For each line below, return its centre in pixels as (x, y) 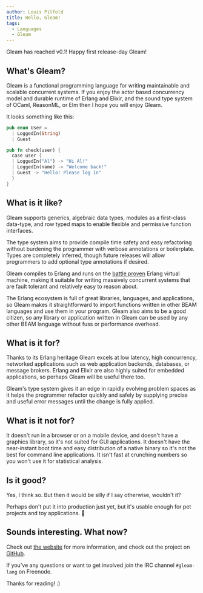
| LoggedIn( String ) (36, 133)
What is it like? (34, 203)
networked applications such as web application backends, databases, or (98, 364)
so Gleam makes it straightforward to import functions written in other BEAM (101, 304)
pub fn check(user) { (34, 150)
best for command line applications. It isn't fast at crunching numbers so (97, 455)
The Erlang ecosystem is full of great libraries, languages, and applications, (100, 298)
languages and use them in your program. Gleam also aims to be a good (96, 311)
